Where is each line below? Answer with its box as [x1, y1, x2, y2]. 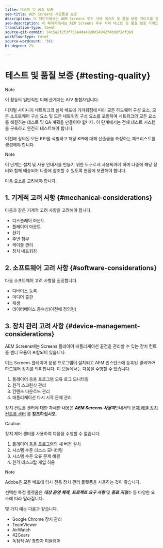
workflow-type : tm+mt [5, 35, 49, 39]
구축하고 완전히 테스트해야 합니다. [10, 125, 74, 131]
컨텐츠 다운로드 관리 [12, 388, 50, 394]
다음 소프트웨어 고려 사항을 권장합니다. [5, 278, 78, 283]
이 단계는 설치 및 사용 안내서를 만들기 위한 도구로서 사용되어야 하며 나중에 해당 [5, 161, 153, 167]
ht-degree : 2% [5, 43, 34, 48]
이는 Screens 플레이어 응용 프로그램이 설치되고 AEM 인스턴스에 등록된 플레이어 [5, 360, 155, 365]
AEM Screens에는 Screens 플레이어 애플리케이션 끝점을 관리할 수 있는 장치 [5, 343, 148, 349]
